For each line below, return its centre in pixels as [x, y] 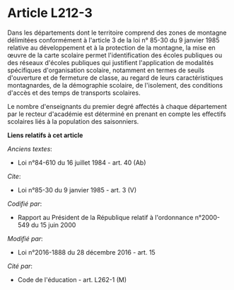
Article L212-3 [50, 13]
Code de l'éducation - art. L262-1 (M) [72, 279]
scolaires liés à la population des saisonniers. [73, 121]
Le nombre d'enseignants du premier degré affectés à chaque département [117, 106]
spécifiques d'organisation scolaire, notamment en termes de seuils [106, 70]
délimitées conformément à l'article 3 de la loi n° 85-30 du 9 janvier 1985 [113, 40]
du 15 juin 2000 [53, 225]
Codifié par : [25, 204]
